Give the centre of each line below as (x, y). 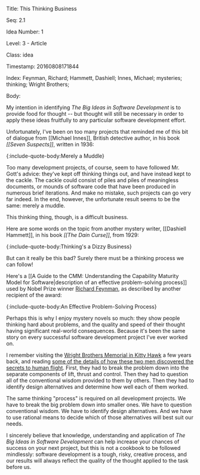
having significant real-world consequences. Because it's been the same (96, 331)
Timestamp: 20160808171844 (43, 66)
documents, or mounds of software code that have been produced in (91, 186)
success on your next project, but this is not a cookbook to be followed (93, 448)
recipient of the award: (34, 295)
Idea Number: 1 (25, 32)
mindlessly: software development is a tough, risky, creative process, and (96, 454)
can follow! (20, 264)
